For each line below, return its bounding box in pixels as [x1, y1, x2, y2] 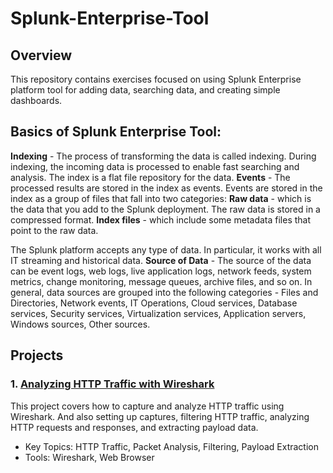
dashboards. [10, 95, 63, 106]
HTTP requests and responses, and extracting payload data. [10, 421, 259, 433]
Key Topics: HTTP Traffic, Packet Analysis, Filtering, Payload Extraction [24, 440, 320, 452]
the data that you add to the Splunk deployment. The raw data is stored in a [10, 203, 321, 215]
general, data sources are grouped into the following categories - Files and [10, 286, 319, 298]
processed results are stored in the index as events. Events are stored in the [10, 182, 323, 194]
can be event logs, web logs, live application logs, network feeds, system [10, 265, 312, 277]
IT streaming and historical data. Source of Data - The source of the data [10, 254, 312, 266]
